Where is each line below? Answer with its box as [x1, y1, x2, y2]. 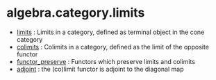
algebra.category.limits [6, 5, 145, 21]
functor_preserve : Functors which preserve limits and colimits [16, 57, 196, 65]
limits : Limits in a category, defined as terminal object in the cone [16, 28, 205, 36]
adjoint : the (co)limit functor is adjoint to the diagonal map [16, 65, 184, 73]
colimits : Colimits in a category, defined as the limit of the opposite [16, 42, 210, 51]
